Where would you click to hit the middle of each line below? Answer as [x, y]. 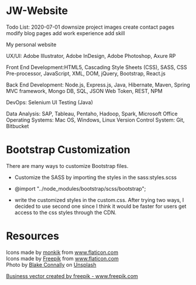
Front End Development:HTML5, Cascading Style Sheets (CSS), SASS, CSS [97, 67]
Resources [33, 236]
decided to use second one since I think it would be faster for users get [100, 206]
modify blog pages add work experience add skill [66, 33]
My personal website [31, 44]
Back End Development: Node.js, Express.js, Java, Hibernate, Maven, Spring [98, 85]
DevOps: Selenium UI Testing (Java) [50, 102]
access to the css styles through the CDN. [66, 212]
